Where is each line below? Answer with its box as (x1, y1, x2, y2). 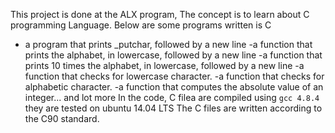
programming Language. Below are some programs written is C (10, 19, 272, 31)
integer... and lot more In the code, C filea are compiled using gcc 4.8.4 (24, 92, 320, 103)
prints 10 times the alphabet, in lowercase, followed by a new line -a (24, 60, 305, 71)
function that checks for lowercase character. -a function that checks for (24, 70, 325, 82)
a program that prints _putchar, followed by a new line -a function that (24, 39, 313, 50)
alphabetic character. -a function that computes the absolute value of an (24, 81, 324, 93)
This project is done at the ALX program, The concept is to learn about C (10, 9, 310, 20)
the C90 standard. (24, 113, 100, 124)
